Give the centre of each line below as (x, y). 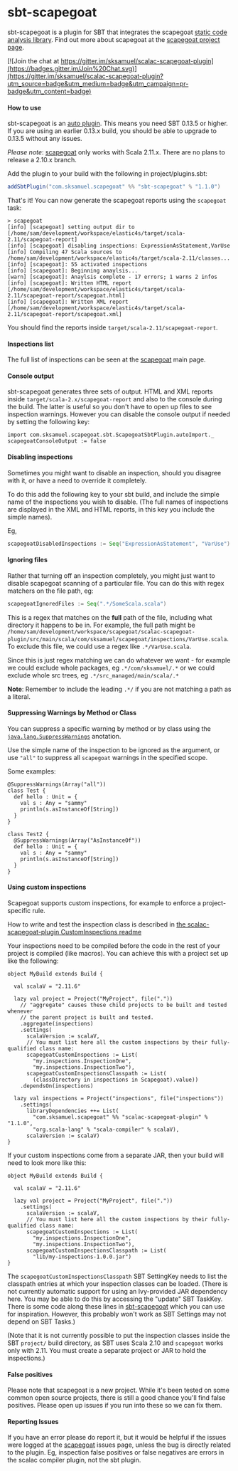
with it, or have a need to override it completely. (77, 480)
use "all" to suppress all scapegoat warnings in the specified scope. (108, 757)
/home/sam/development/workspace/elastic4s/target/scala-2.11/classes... (119, 258)
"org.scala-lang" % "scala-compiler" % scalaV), (106, 1129)
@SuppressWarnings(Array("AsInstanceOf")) (77, 840)
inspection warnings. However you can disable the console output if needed (119, 414)
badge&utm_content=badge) (49, 91)
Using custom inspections (47, 887)
